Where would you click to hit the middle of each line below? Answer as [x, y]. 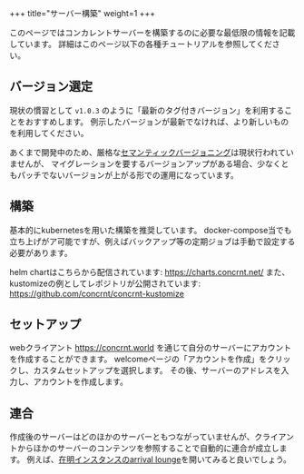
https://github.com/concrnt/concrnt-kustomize [97, 293]
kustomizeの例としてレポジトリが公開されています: [105, 283]
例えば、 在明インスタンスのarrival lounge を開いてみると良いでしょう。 [159, 459]
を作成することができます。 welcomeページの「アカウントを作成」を [138, 359]
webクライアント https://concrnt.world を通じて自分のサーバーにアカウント [151, 348]
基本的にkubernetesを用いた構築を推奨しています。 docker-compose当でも [151, 230]
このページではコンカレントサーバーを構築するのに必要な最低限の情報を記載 [152, 33]
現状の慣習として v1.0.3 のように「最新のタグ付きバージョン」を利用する [147, 110]
